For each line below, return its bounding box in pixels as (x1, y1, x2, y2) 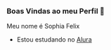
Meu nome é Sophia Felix (6, 22, 80, 31)
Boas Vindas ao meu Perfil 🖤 (6, 6, 105, 16)
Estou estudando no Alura (16, 35, 92, 44)
